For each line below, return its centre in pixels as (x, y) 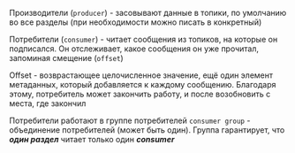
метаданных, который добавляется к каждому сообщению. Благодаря (143, 84)
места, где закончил (48, 103)
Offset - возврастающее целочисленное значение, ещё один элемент (141, 75)
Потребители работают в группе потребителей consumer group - (130, 120)
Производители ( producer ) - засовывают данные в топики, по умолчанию (148, 13)
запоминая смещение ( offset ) (66, 58)
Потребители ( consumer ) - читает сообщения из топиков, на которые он (144, 39)
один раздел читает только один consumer (92, 139)
